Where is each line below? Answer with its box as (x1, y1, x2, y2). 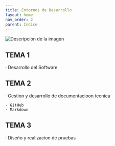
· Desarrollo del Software (5, 65, 58, 71)
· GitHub (5, 102, 24, 108)
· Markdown (5, 107, 29, 112)
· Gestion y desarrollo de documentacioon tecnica (5, 93, 111, 99)
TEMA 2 (5, 79, 32, 88)
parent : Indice (5, 22, 38, 27)
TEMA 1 (5, 51, 30, 59)
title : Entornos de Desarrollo (5, 7, 72, 13)
